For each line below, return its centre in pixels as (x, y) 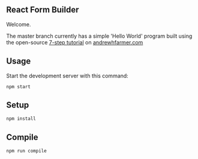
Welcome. (19, 24)
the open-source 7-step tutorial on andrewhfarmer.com (75, 42)
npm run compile (26, 151)
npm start (19, 86)
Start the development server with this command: (67, 76)
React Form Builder (43, 10)
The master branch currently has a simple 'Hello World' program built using (99, 36)
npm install (21, 119)
